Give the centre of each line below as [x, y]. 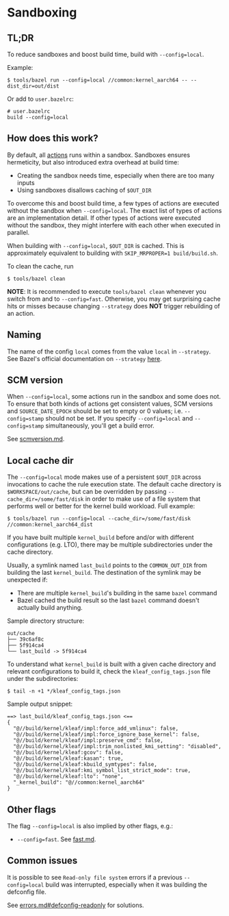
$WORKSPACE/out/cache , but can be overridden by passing [87, 492]
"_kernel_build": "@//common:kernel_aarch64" [79, 782]
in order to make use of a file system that [143, 499]
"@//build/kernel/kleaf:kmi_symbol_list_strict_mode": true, [102, 771]
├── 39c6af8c [26, 640]
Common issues [42, 861]
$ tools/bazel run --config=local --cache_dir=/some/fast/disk [99, 519]
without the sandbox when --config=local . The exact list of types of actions [114, 210]
